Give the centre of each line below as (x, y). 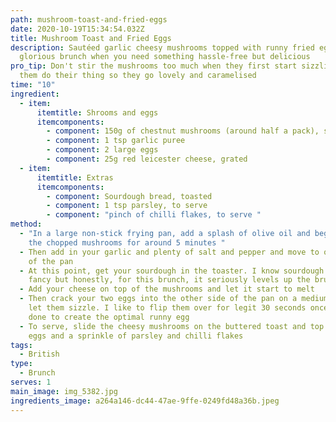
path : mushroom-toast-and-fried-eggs (89, 19)
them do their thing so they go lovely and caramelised (138, 76)
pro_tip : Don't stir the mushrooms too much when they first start (154, 66)
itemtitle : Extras (75, 177)
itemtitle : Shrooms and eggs (97, 112)
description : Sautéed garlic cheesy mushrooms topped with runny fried (162, 47)
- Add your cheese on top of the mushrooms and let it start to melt (167, 289)
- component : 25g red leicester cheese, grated (147, 159)
